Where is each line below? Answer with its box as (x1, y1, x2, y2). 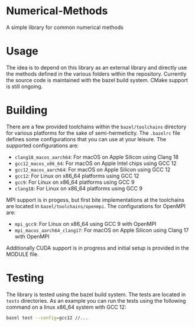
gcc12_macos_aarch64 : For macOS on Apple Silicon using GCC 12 (14, 166, 171, 173)
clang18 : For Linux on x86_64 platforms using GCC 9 (14, 184, 143, 192)
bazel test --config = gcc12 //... (6, 315, 89, 320)
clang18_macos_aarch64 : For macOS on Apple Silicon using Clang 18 (14, 153, 179, 160)
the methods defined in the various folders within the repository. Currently (6, 70, 187, 77)
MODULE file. (6, 250, 40, 258)
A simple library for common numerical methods (6, 24, 124, 31)
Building (6, 103, 48, 117)
